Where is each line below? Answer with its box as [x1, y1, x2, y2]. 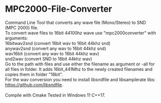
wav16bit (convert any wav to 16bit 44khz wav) [5, 50, 100, 57]
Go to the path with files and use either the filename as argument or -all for [5, 61, 155, 67]
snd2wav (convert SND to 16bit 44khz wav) [5, 56, 92, 62]
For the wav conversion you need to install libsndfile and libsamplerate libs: [5, 77, 156, 82]
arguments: [5, 35, 28, 41]
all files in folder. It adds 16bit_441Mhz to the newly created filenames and [5, 66, 153, 72]
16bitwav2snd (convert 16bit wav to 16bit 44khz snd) [5, 40, 111, 46]
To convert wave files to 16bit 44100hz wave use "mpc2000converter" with [5, 30, 157, 36]
